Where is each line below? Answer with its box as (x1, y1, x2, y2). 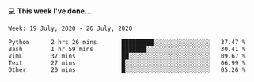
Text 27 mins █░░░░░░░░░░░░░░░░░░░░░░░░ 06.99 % (8, 59, 246, 67)
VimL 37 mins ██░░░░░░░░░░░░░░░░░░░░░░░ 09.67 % (8, 52, 246, 60)
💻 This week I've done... (8, 6, 93, 16)
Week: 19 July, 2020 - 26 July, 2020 (8, 24, 133, 32)
